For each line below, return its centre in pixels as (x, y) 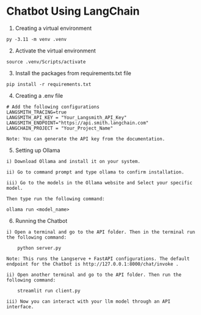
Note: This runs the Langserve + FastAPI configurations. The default (98, 259)
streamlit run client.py (49, 291)
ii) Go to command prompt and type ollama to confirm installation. (95, 172)
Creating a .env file (39, 95)
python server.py (39, 248)
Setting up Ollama (38, 150)
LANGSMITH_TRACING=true (37, 112)
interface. (20, 306)
